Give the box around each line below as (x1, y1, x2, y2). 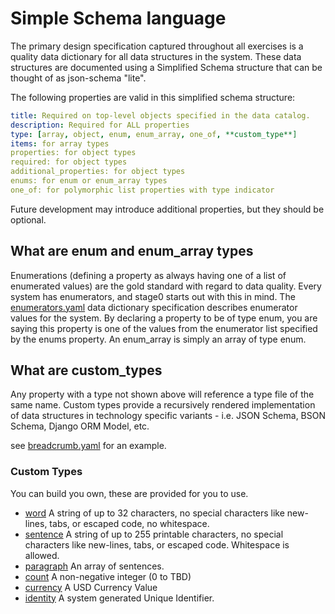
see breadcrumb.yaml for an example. (10, 440, 167, 452)
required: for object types (10, 157, 128, 167)
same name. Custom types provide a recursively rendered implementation (10, 399, 316, 411)
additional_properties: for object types (10, 167, 186, 177)
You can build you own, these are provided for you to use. (10, 487, 249, 499)
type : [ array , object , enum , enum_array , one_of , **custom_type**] (10, 129, 298, 139)
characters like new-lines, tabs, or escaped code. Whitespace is (24, 538, 290, 551)
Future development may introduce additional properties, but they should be (10, 203, 325, 215)
